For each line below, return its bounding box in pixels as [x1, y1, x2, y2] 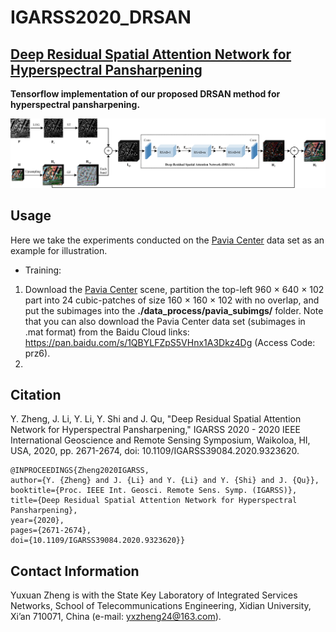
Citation [10, 386, 62, 403]
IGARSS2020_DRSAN [10, 6, 192, 29]
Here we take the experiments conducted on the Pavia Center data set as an [10, 234, 325, 246]
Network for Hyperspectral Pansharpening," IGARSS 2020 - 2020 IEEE [10, 424, 301, 436]
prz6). [24, 347, 51, 359]
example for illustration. [10, 244, 108, 256]
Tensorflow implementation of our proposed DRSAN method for [10, 88, 281, 100]
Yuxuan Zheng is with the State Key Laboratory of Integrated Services [10, 589, 298, 601]
